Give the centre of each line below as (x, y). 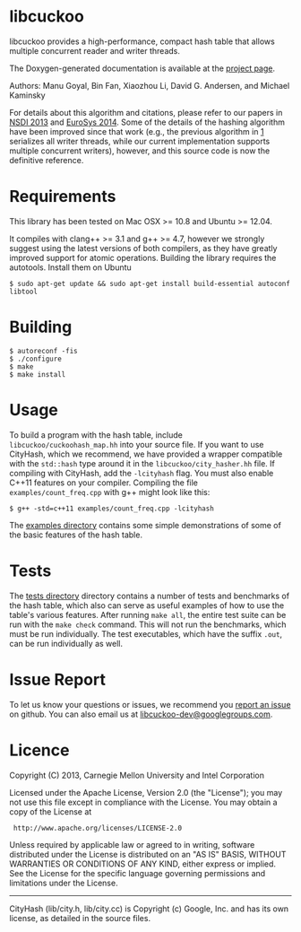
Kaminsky (28, 95)
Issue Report (57, 679)
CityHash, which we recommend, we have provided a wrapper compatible (146, 454)
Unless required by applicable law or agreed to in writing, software (132, 844)
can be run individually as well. (66, 643)
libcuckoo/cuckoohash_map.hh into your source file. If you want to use (137, 444)
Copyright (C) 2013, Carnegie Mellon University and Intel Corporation (137, 775)
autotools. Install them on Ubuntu (70, 267)
